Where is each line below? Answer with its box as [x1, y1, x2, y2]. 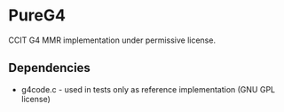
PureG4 [8, 5, 66, 26]
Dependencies [8, 60, 91, 76]
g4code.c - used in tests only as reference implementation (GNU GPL [20, 84, 276, 94]
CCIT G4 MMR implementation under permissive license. [8, 35, 217, 45]
